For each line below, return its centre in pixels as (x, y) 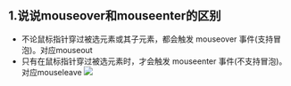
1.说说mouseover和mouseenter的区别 (115, 16)
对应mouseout (66, 50)
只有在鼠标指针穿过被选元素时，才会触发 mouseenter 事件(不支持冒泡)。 (154, 61)
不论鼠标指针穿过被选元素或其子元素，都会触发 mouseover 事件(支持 (147, 39)
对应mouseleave (51, 72)
